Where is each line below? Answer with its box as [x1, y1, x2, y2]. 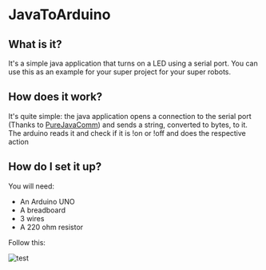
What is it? [8, 38, 62, 51]
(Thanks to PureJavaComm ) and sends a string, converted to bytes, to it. [8, 120, 248, 129]
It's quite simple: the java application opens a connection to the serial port [8, 111, 252, 121]
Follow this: [8, 237, 46, 247]
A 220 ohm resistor [19, 222, 84, 232]
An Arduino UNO [19, 197, 75, 206]
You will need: [8, 181, 54, 191]
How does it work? [8, 90, 103, 104]
